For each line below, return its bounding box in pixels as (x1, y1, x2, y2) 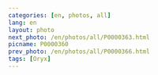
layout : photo (8, 26, 55, 34)
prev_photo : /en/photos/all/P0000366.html (8, 48, 150, 55)
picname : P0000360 (8, 41, 69, 48)
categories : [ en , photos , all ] (8, 11, 111, 20)
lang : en (8, 19, 37, 27)
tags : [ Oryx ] (8, 55, 51, 63)
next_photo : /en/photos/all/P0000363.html (8, 33, 150, 41)
